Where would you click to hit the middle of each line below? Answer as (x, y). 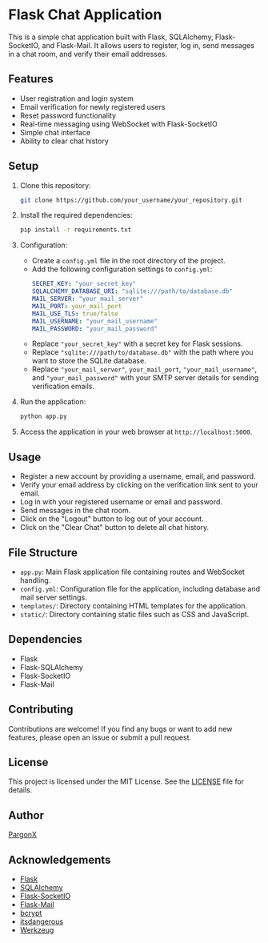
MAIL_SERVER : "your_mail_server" (88, 299)
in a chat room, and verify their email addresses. (88, 54)
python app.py (43, 417)
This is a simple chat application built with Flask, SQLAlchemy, (111, 37)
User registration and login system (76, 98)
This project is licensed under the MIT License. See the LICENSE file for (126, 781)
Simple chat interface (55, 132)
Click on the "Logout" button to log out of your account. (112, 519)
